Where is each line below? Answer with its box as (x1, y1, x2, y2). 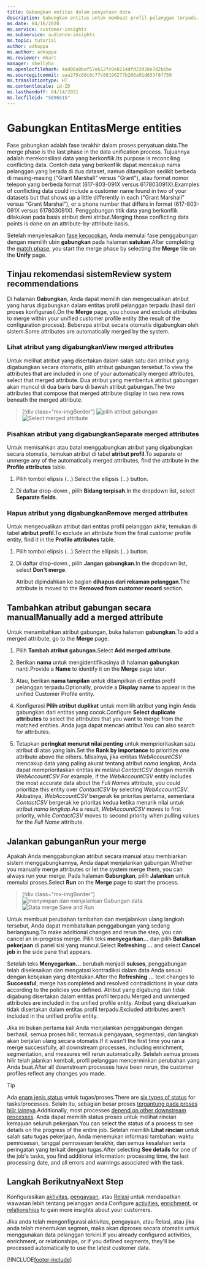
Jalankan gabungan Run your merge (7, 836, 147, 846)
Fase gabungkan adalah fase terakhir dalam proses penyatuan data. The (7, 141, 188, 149)
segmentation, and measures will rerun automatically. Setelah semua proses (7, 1050, 199, 1058)
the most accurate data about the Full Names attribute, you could (15, 779, 181, 787)
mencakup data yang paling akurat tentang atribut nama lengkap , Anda (15, 760, 197, 767)
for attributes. (15, 728, 51, 736)
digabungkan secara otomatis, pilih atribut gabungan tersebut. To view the (7, 363, 194, 370)
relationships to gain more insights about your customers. (7, 1206, 153, 1213)
